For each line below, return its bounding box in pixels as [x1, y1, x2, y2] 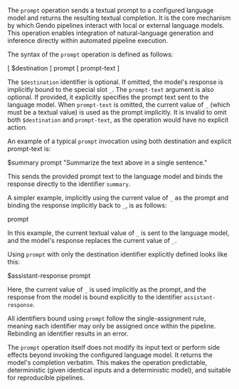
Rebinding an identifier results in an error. [7, 329, 129, 338]
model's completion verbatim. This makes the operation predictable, [7, 358, 208, 366]
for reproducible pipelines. [7, 373, 85, 382]
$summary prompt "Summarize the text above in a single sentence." [7, 158, 208, 167]
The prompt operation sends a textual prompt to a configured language [7, 6, 214, 14]
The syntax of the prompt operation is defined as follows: [7, 50, 174, 58]
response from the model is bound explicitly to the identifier [7, 293, 183, 301]
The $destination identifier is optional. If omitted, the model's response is [7, 78, 224, 86]
